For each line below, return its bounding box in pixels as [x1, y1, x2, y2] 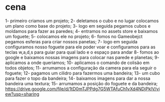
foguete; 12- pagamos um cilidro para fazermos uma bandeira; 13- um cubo [5, 70, 160, 76]
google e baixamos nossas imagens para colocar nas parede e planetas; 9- [5, 54, 160, 60]
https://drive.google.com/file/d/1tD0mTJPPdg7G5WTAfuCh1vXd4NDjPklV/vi [5, 86, 160, 92]
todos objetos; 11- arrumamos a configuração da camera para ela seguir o [5, 65, 157, 70]
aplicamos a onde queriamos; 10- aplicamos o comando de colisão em [5, 60, 150, 66]
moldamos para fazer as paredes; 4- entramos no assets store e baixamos [5, 28, 158, 34]
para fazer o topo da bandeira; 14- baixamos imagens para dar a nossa [5, 75, 151, 81]
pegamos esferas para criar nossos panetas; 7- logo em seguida [5, 38, 138, 44]
